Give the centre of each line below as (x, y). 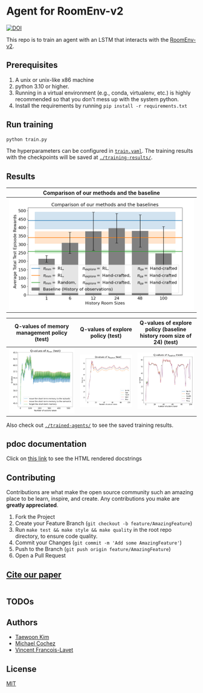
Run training (30, 125)
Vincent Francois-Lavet (44, 650)
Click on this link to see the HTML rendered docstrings (74, 458)
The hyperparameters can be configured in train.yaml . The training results (100, 151)
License (21, 669)
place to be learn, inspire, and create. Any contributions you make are (93, 499)
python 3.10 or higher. (42, 86)
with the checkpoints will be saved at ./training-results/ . (79, 157)
